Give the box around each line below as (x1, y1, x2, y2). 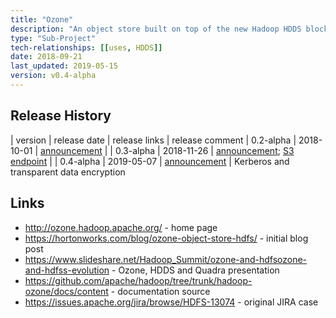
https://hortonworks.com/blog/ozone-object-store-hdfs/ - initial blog (24, 232, 309, 244)
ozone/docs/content (24, 285, 109, 297)
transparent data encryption (10, 166, 126, 178)
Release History (10, 107, 112, 125)
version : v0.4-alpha (10, 71, 97, 81)
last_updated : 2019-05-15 (10, 61, 118, 71)
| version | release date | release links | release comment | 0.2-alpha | (10, 134, 297, 146)
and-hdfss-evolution (24, 264, 110, 276)
